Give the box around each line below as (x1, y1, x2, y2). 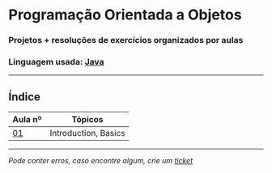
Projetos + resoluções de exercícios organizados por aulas (8, 35, 244, 46)
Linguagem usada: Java (8, 57, 104, 68)
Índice (8, 90, 40, 103)
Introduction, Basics (49, 128, 125, 139)
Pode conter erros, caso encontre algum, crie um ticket (8, 156, 193, 166)
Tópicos (71, 114, 104, 125)
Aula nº (12, 114, 42, 125)
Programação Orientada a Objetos (8, 6, 242, 24)
